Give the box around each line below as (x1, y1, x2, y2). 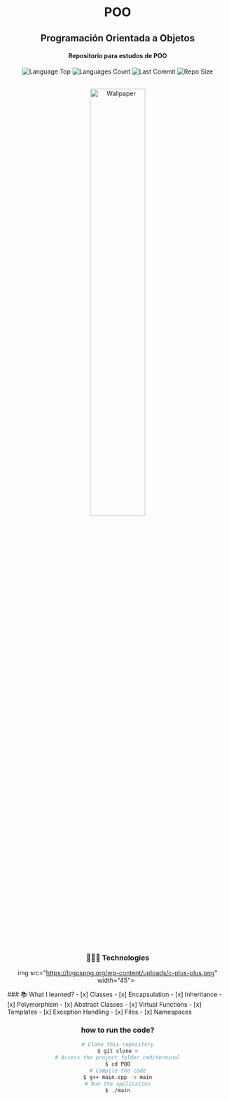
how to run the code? (81, 1025, 155, 1035)
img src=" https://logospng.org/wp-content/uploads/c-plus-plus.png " (17, 969, 218, 977)
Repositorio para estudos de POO (68, 52, 167, 60)
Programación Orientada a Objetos (41, 32, 195, 44)
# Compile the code (89, 1067, 146, 1074)
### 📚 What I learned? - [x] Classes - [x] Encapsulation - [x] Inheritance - (7, 990, 223, 999)
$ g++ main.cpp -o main (83, 1073, 153, 1080)
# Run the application (84, 1080, 151, 1087)
